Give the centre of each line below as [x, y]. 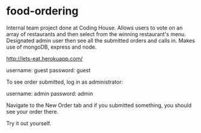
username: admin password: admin [50, 93]
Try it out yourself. [29, 123]
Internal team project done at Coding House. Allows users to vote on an [94, 28]
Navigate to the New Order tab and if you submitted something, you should [99, 105]
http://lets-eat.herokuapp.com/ [44, 58]
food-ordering [43, 11]
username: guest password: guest [49, 70]
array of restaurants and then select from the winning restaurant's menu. [96, 34]
